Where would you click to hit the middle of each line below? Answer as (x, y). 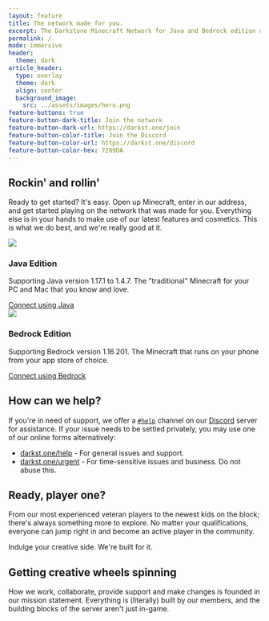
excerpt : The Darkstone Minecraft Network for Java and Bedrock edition (132, 31)
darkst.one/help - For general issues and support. (102, 453)
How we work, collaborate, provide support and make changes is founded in (134, 592)
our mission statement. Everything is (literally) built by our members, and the (134, 600)
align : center (39, 90)
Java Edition (33, 264)
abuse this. (38, 470)
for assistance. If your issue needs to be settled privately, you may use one (132, 429)
